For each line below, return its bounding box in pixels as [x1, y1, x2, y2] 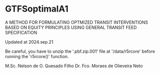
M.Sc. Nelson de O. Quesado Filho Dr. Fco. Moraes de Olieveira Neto [5, 63, 143, 69]
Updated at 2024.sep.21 [5, 39, 54, 44]
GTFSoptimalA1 [5, 3, 69, 15]
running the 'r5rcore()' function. [5, 53, 69, 59]
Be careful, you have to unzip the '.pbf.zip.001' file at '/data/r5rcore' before [5, 48, 155, 54]
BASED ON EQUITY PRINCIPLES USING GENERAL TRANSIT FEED [5, 24, 137, 30]
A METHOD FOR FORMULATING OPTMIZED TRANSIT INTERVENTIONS [5, 19, 148, 25]
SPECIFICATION [5, 29, 38, 35]
